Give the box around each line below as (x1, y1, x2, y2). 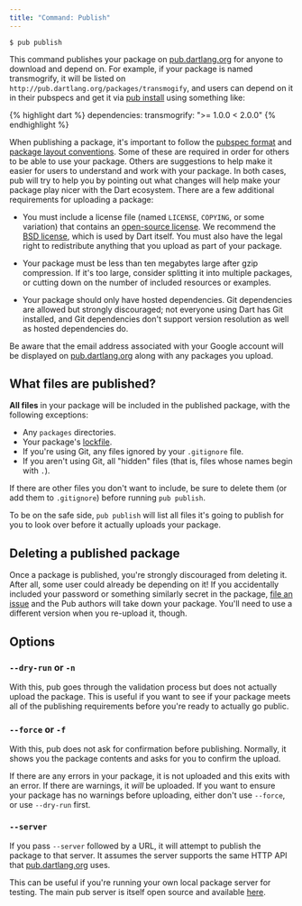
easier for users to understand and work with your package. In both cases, (9, 165, 287, 176)
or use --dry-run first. (9, 800, 91, 810)
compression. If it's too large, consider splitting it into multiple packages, (22, 267, 293, 278)
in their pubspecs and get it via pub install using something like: (9, 92, 246, 103)
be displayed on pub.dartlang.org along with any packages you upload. (9, 350, 274, 361)
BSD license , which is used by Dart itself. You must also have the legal (22, 231, 283, 242)
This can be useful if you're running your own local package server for (9, 876, 271, 888)
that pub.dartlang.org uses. (9, 859, 111, 870)
